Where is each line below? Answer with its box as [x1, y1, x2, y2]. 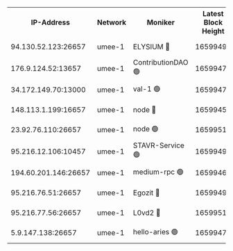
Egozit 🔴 [132, 188, 160, 197]
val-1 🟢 [132, 83, 161, 93]
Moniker [146, 17, 175, 27]
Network [96, 17, 127, 27]
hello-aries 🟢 [132, 227, 178, 236]
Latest [202, 9, 224, 18]
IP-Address [31, 17, 71, 27]
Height [202, 26, 225, 35]
